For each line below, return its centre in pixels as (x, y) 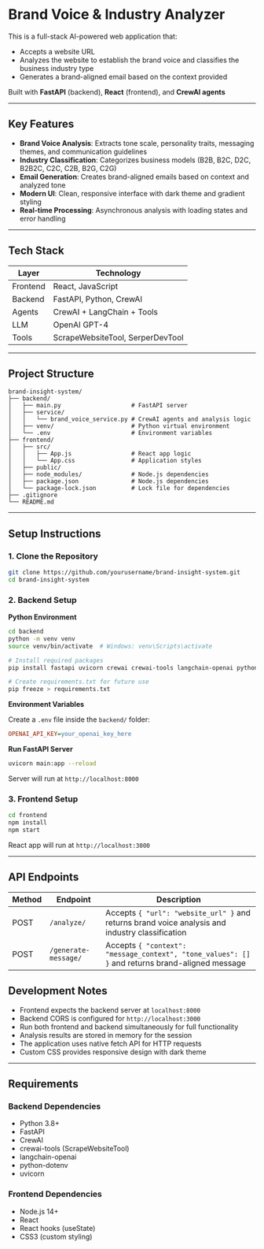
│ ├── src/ (29, 447)
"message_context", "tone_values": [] (178, 954)
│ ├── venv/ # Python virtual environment (119, 426)
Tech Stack (36, 251)
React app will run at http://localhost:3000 (79, 845)
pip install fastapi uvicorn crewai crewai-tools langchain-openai (121, 667)
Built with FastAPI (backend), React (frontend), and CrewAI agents (117, 91)
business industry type (57, 68)
